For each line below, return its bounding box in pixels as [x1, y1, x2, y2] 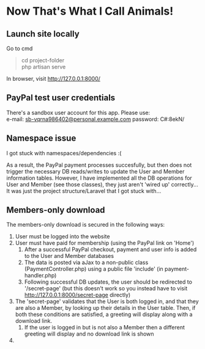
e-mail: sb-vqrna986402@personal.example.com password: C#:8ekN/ [6, 115, 185, 123]
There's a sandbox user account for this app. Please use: [6, 109, 151, 116]
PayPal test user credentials [6, 93, 116, 103]
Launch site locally [6, 29, 80, 39]
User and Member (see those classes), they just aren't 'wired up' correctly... [6, 180, 199, 188]
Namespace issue [6, 133, 76, 144]
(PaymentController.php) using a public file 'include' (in [24, 265, 163, 273]
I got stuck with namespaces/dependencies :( [6, 149, 122, 156]
